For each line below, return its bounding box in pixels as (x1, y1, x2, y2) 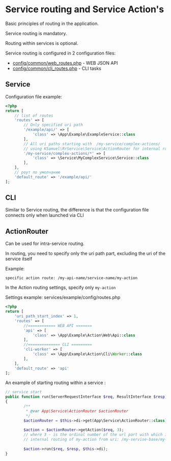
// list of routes (14, 113, 53, 118)
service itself (5, 256, 33, 262)
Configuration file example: (5, 93, 62, 100)
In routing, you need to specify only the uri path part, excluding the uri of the (5, 251, 166, 257)
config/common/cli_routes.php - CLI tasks (12, 65, 102, 71)
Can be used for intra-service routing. (5, 240, 85, 247)
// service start (5, 390, 42, 395)
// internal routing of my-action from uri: (23, 437, 120, 442)
